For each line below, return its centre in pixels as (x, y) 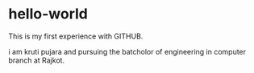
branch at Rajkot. (37, 60)
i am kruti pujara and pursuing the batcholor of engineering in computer (127, 51)
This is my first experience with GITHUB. (76, 36)
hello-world (48, 14)
